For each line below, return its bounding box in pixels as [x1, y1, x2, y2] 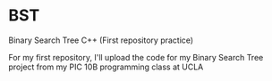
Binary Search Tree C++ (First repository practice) [8, 35, 194, 45]
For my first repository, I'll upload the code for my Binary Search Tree [8, 52, 264, 62]
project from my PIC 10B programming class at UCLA [8, 61, 204, 72]
